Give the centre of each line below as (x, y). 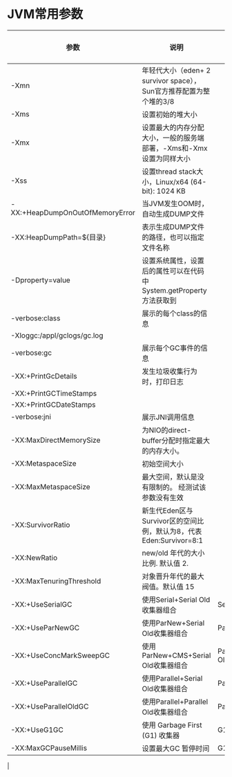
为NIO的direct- (167, 430)
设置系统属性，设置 (173, 260)
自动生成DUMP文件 (173, 214)
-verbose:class (36, 318)
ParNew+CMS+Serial (176, 655)
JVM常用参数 (45, 14)
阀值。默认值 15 (168, 587)
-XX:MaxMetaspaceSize (51, 486)
